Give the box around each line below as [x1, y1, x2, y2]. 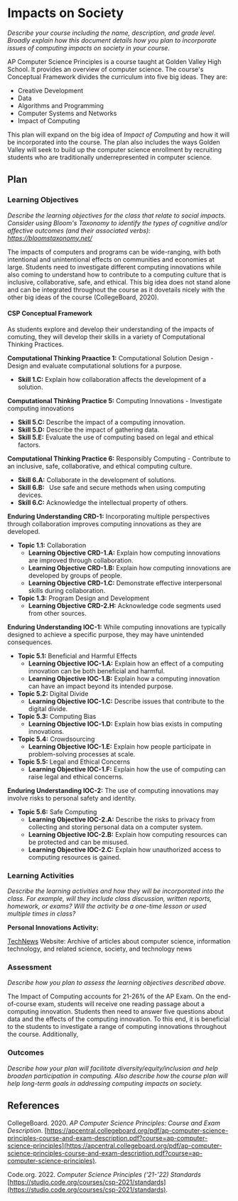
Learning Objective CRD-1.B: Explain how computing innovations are [28, 563, 232, 572]
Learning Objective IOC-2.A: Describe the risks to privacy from [28, 815, 215, 823]
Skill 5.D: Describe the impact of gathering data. [17, 425, 160, 434]
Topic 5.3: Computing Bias [17, 712, 97, 720]
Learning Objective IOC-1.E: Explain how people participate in [28, 742, 212, 751]
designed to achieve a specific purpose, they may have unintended [7, 630, 204, 639]
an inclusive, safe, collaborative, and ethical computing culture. [7, 461, 193, 470]
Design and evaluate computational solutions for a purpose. [7, 361, 183, 370]
